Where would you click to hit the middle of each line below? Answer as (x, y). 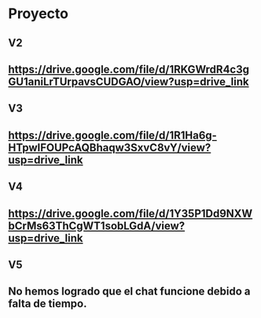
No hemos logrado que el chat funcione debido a (129, 292)
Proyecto (39, 14)
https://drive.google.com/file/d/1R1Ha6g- (113, 135)
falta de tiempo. (48, 304)
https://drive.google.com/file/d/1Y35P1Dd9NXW (130, 213)
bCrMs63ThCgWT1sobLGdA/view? (97, 226)
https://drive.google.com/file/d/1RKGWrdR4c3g (129, 69)
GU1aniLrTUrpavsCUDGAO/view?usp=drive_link (129, 81)
